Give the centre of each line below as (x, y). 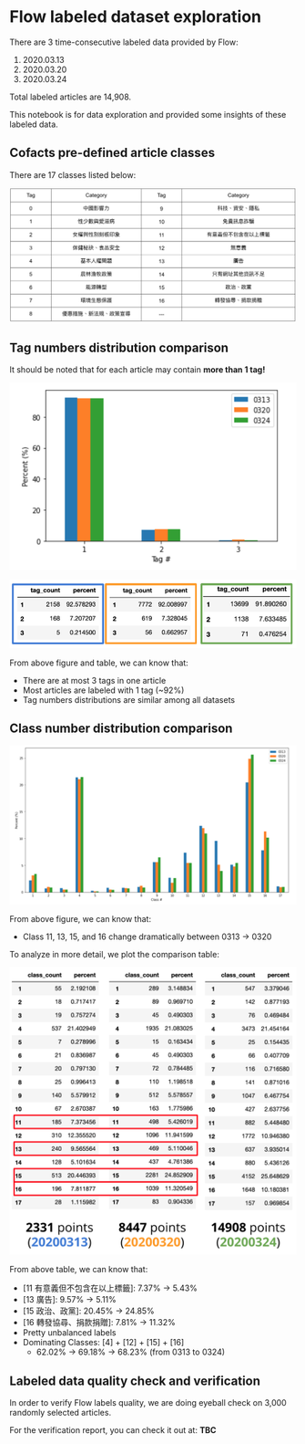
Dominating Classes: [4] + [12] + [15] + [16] (103, 1343)
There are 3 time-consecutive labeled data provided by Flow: (124, 42)
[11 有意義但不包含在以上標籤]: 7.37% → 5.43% (110, 1288)
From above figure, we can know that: (81, 919)
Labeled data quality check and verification (135, 1381)
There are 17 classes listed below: (73, 174)
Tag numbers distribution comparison (119, 347)
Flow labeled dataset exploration (136, 17)
